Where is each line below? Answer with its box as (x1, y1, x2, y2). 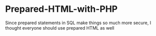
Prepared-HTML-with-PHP (5, 3, 118, 15)
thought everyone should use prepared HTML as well (5, 25, 115, 31)
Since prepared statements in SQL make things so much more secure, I (5, 20, 151, 26)
